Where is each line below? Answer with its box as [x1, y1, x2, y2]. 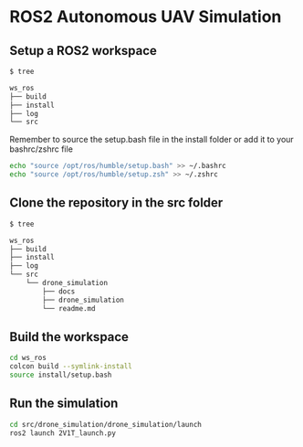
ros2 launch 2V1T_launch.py [9, 428, 117, 438]
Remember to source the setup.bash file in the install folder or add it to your [9, 134, 294, 145]
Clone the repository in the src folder [9, 195, 224, 211]
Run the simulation [9, 396, 119, 411]
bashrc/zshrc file [9, 144, 73, 154]
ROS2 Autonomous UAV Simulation [9, 6, 282, 27]
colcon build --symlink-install [9, 362, 132, 371]
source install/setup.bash [9, 370, 112, 380]
